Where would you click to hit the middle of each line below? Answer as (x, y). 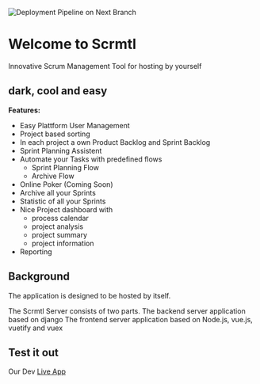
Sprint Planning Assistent (61, 150)
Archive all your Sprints (58, 192)
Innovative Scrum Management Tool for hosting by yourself (105, 66)
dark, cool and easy (58, 91)
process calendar (60, 218)
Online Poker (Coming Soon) (66, 184)
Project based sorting (55, 134)
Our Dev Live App (37, 371)
